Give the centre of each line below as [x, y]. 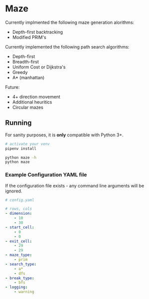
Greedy [20, 72]
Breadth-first [26, 61]
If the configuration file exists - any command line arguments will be [75, 185]
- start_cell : [20, 227]
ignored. [14, 191]
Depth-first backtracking [37, 32]
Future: [12, 87]
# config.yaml [20, 200]
